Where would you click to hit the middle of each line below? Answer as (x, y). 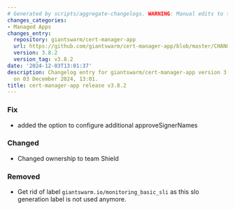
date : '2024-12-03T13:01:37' (50, 66)
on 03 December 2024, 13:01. (56, 79)
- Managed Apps (29, 27)
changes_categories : (37, 20)
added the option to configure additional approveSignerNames (107, 125)
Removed (24, 176)
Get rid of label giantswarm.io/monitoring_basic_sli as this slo (108, 192)
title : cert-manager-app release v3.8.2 (67, 85)
